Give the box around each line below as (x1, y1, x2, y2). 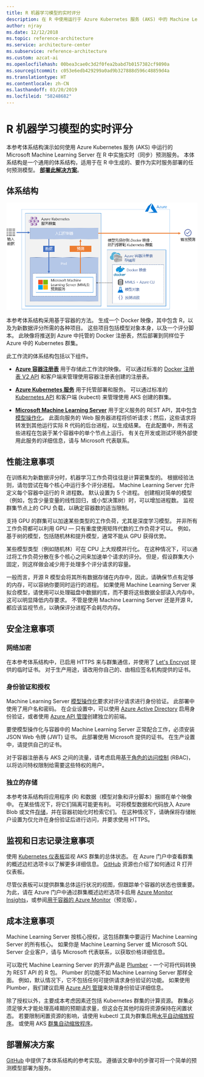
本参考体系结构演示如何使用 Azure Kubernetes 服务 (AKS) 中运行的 (6, 143, 173, 150)
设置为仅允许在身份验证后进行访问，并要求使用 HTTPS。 (11, 816, 154, 823)
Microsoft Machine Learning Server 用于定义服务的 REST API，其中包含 (15, 407, 197, 414)
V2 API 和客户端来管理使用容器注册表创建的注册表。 (22, 373, 153, 381)
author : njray (6, 23, 42, 29)
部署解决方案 (6, 1039, 55, 1050)
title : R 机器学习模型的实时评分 (6, 10, 81, 16)
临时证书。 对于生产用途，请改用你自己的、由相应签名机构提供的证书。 (16, 665, 194, 673)
